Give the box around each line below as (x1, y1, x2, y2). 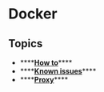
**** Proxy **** (19, 75, 69, 84)
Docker (8, 5, 58, 23)
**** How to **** (19, 58, 73, 67)
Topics (8, 37, 43, 50)
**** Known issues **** (19, 66, 97, 76)
